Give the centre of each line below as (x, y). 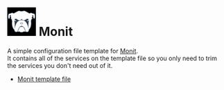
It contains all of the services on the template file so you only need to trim (112, 58)
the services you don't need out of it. (60, 65)
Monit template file (44, 79)
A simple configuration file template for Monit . (73, 51)
